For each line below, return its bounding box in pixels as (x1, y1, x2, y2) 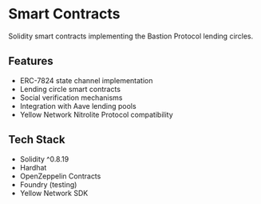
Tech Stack (8, 133, 65, 146)
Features (8, 54, 53, 68)
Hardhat (19, 162, 47, 172)
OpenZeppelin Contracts (19, 171, 101, 181)
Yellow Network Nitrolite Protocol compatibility (19, 110, 173, 119)
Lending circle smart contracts (19, 84, 121, 94)
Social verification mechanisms (19, 93, 123, 102)
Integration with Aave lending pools (19, 101, 137, 110)
